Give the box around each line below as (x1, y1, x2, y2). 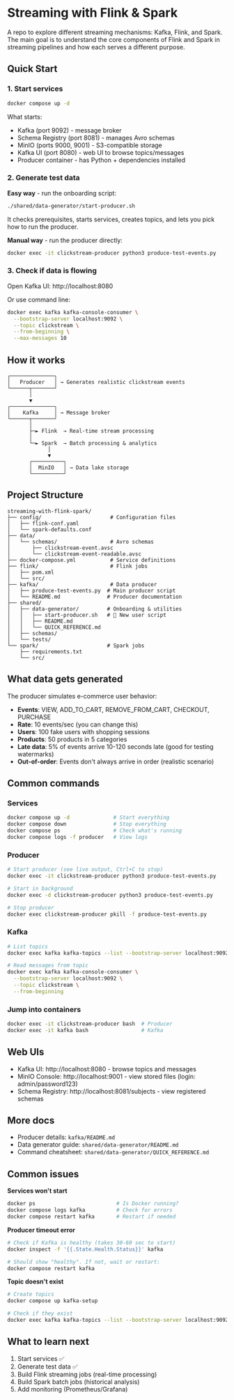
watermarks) (17, 750, 54, 758)
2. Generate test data (7, 173, 80, 183)
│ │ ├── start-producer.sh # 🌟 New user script (7, 611, 167, 618)
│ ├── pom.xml (7, 569, 54, 576)
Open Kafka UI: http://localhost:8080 (7, 281, 114, 290)
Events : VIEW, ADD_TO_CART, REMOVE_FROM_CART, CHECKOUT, (17, 705, 210, 713)
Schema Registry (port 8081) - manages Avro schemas (17, 133, 175, 142)
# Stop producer (7, 904, 54, 911)
